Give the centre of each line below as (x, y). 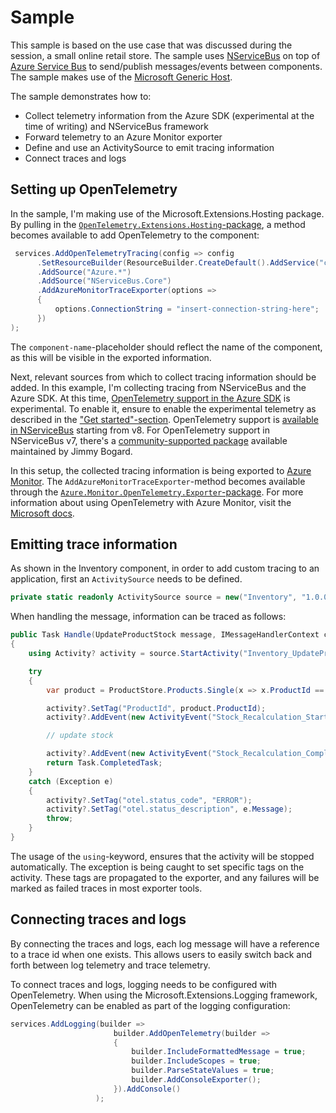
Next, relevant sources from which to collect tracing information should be (163, 377)
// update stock (80, 736)
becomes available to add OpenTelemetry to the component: (135, 235)
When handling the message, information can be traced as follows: (148, 617)
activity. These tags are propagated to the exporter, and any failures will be (165, 877)
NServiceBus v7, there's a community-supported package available (149, 440)
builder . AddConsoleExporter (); (196, 1080)
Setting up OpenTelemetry (94, 189)
